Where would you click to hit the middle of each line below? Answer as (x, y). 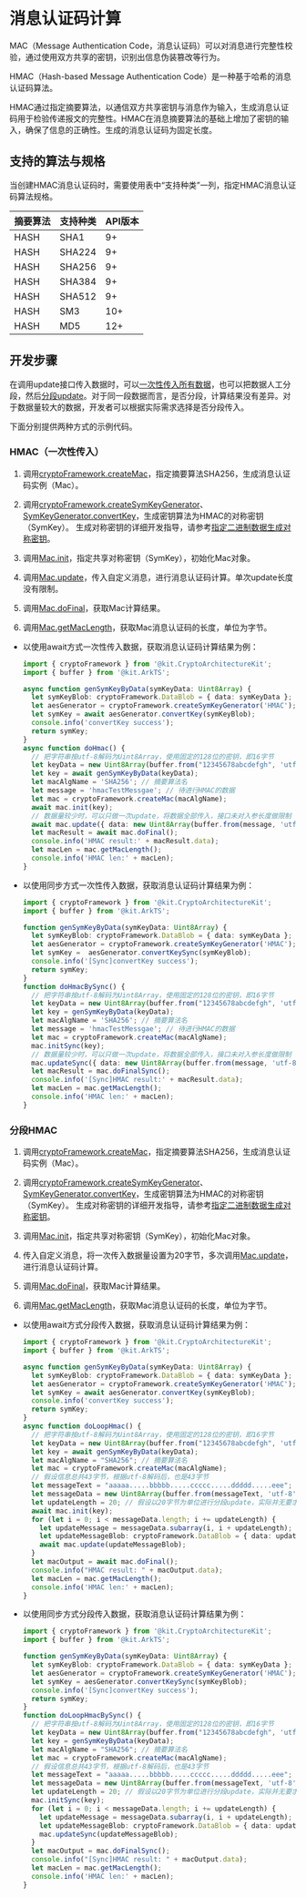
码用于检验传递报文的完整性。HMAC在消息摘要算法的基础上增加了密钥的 (145, 118)
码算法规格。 (33, 196)
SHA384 (78, 281)
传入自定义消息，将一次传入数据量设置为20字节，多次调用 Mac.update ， (158, 1255)
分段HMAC (33, 1130)
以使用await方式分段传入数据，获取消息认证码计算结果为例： (136, 1325)
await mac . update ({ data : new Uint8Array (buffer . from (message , (153, 824)
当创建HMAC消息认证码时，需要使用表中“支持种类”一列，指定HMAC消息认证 (153, 185)
